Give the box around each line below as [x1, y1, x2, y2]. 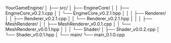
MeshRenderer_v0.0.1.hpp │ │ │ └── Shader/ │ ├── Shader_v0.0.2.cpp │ [5, 26, 160, 32]
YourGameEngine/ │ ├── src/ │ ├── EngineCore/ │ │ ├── [5, 5, 130, 11]
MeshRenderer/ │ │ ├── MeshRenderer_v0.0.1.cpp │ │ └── [5, 21, 131, 27]
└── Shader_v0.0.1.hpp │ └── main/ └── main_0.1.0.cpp [5, 32, 125, 37]
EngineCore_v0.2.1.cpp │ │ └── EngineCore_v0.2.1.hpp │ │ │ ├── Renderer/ [5, 10, 166, 16]
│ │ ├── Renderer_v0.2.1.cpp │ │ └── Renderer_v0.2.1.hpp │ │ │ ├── [5, 16, 153, 21]
